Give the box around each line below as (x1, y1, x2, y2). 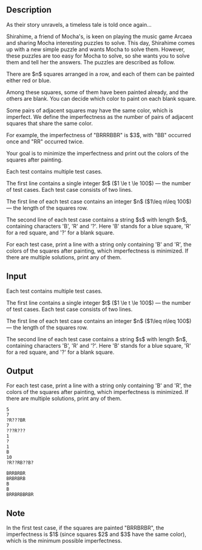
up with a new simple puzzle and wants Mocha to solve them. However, (6, 46, 185, 53)
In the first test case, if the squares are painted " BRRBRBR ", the (6, 525, 164, 532)
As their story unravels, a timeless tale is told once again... (6, 21, 152, 28)
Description (6, 5, 52, 15)
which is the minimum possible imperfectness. (6, 537, 123, 545)
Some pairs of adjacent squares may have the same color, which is (6, 106, 173, 114)
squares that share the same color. (6, 120, 93, 127)
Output (6, 366, 33, 376)
